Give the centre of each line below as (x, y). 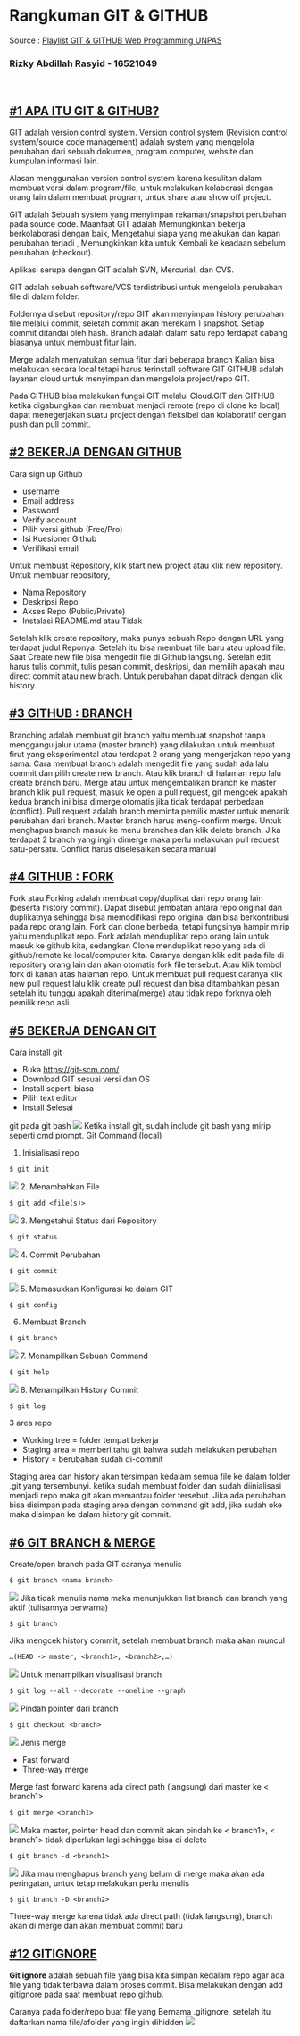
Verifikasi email (50, 548)
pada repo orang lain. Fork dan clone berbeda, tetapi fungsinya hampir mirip (150, 927)
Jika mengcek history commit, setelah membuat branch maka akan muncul (147, 1640)
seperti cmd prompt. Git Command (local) (86, 1136)
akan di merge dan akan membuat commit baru (96, 1926)
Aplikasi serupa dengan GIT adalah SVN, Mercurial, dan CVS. (122, 270)
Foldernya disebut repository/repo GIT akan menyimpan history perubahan (146, 314)
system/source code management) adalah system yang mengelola (132, 142)
